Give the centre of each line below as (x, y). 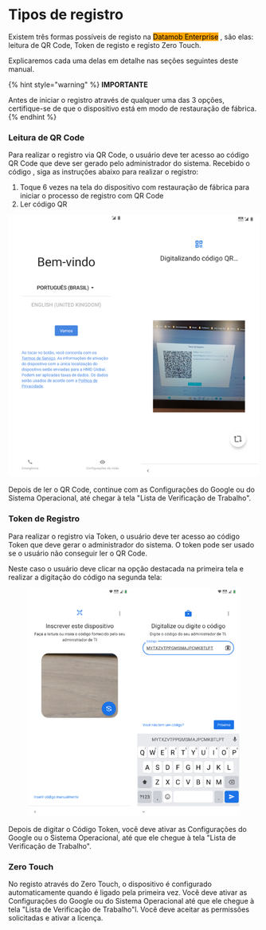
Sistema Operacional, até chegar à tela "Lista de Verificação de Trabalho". (130, 498)
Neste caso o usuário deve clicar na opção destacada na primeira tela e (126, 568)
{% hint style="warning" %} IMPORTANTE (78, 84)
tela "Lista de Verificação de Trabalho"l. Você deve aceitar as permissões (129, 909)
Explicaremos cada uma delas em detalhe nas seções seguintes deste (123, 61)
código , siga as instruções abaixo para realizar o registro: (104, 172)
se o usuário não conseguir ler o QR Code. (78, 553)
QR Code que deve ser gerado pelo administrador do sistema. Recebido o (129, 163)
